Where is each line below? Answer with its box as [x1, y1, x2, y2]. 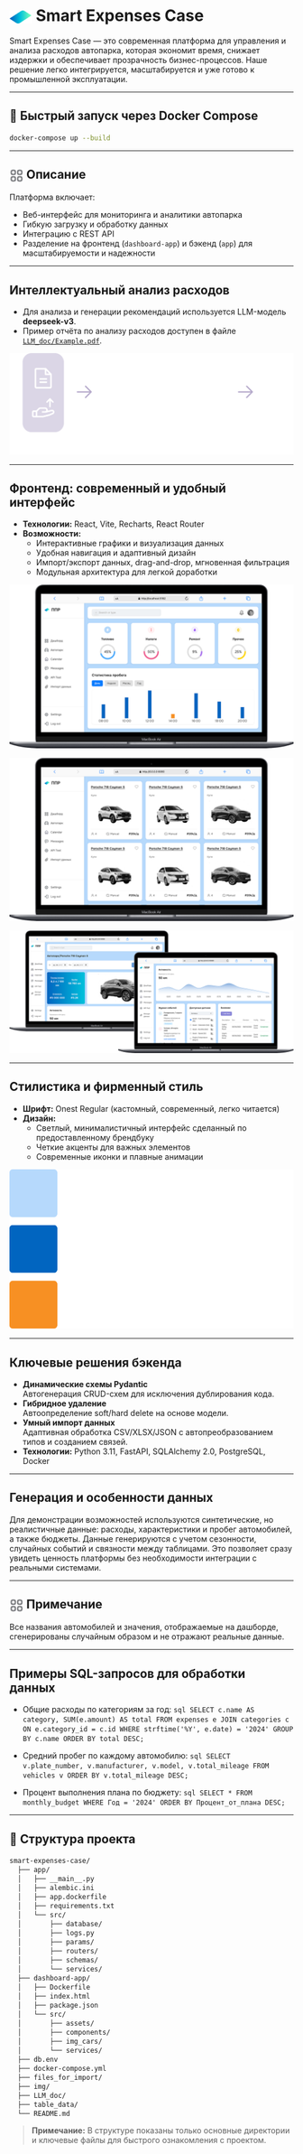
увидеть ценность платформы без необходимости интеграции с [9, 1553, 257, 1563]
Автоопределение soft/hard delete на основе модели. [22, 1407, 229, 1418]
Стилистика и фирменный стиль [9, 1079, 204, 1095]
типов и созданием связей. [22, 1436, 128, 1447]
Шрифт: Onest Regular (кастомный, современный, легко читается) [22, 1103, 280, 1114]
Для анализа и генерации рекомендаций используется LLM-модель [22, 306, 287, 317]
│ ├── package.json [17, 2000, 99, 2009]
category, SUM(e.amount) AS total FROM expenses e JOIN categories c [22, 1715, 290, 1725]
